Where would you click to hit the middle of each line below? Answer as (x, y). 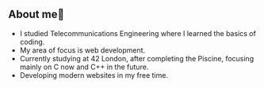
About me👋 (36, 15)
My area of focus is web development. (82, 50)
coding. (32, 42)
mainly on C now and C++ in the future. (84, 67)
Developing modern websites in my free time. (94, 75)
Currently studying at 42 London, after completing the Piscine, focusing (137, 58)
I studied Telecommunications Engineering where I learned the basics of (138, 33)
